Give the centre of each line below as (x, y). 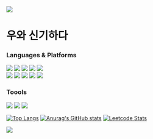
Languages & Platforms (41, 55)
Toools (17, 92)
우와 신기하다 (37, 36)
